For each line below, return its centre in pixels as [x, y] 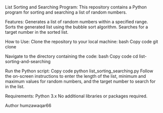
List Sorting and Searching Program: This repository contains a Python [76, 7]
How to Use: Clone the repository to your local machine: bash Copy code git [82, 42]
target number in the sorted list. [37, 32]
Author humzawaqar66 [28, 105]
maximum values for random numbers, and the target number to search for [81, 81]
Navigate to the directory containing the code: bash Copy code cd [71, 56]
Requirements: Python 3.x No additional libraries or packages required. [76, 96]
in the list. [15, 87]
